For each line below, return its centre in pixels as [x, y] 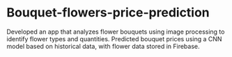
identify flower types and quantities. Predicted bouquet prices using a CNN [114, 38]
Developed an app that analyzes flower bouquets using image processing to [116, 32]
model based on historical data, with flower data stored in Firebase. [103, 46]
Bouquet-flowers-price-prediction [108, 13]
